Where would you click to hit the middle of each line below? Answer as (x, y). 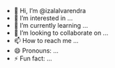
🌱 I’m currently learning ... (51, 25)
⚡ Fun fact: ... (33, 58)
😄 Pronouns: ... (36, 51)
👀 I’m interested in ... (43, 18)
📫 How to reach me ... (46, 41)
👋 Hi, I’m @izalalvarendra (50, 11)
